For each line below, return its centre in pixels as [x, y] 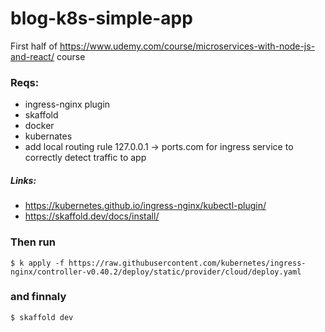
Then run [33, 242]
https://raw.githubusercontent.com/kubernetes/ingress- [187, 263]
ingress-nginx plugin [67, 104]
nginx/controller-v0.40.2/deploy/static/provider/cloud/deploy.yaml [156, 272]
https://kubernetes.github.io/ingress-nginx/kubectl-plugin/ [145, 206]
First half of [34, 46]
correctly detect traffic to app [85, 158]
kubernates [48, 136]
